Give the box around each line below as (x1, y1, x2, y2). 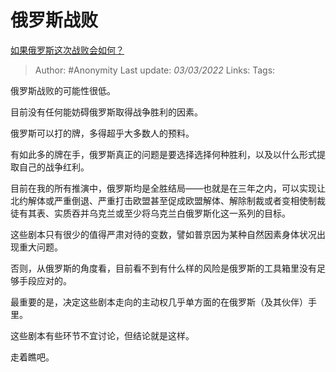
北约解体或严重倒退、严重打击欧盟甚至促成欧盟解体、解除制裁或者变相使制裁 (10, 194, 326, 206)
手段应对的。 (18, 274, 72, 286)
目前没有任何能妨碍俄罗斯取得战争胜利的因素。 (10, 106, 203, 118)
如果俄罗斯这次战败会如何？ (10, 44, 125, 56)
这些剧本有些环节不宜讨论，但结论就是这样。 (10, 329, 195, 341)
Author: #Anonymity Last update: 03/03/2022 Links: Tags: (34, 64, 276, 76)
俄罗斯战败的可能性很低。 (10, 84, 116, 96)
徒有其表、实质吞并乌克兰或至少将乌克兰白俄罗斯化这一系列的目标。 (10, 207, 291, 219)
